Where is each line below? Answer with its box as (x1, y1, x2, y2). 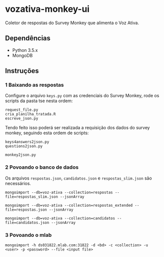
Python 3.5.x (12, 47, 38, 53)
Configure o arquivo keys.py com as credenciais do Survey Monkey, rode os (5, 93, 160, 99)
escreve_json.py (5, 116, 38, 121)
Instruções (5, 67, 39, 75)
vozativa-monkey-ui (5, 3, 90, 15)
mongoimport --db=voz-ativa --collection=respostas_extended (5, 203, 133, 208)
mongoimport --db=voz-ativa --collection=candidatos (5, 216, 115, 220)
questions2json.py (5, 144, 43, 149)
